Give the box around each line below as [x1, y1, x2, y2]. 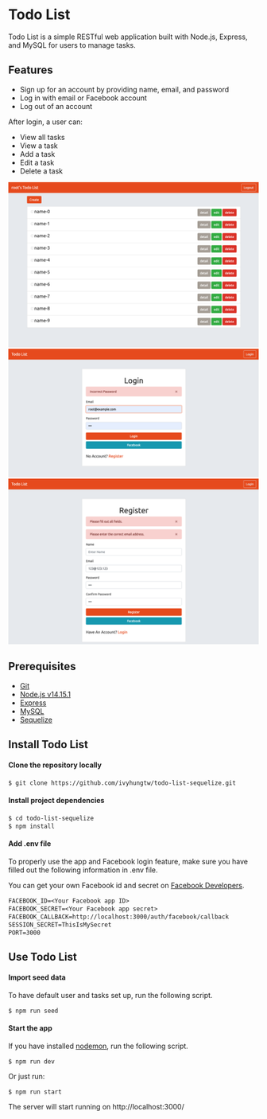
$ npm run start [8, 1088, 62, 1096]
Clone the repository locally [8, 760, 102, 770]
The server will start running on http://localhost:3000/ [8, 1101, 184, 1111]
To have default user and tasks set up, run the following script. [8, 990, 213, 1000]
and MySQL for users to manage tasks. [8, 40, 137, 49]
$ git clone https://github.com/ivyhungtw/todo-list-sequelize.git [8, 778, 237, 787]
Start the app [8, 1023, 53, 1033]
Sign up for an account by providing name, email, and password [19, 84, 230, 94]
